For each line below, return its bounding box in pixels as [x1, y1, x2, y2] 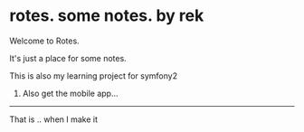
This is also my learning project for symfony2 [9, 70, 178, 81]
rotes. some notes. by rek [9, 5, 204, 26]
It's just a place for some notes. [9, 52, 127, 63]
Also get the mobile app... [22, 88, 119, 99]
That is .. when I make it [9, 114, 98, 125]
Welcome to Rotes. [9, 35, 80, 46]
